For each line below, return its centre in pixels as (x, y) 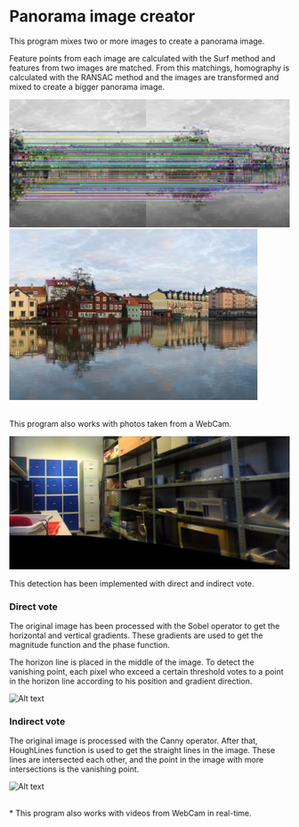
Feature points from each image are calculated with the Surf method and (142, 58)
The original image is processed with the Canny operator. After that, (133, 741)
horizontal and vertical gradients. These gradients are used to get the (136, 635)
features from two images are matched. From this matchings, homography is (149, 68)
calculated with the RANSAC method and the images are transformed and (144, 77)
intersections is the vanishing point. (74, 769)
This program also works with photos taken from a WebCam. (121, 423)
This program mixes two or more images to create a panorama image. (137, 41)
